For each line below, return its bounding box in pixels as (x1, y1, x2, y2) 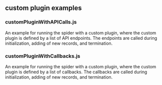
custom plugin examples (5, 4, 82, 12)
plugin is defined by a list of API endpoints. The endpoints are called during (5, 35, 158, 41)
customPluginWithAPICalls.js (5, 19, 77, 26)
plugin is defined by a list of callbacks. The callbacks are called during (5, 69, 147, 75)
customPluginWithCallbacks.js (5, 53, 81, 59)
